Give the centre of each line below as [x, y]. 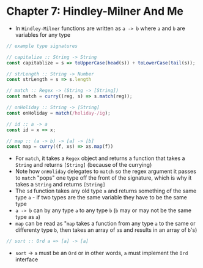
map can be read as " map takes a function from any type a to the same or [105, 224]
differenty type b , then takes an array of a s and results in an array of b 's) [106, 230]
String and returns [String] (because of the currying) [83, 165]
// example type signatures [42, 46]
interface [27, 259]
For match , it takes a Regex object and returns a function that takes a [100, 158]
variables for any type [43, 34]
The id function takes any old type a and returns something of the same [106, 191]
